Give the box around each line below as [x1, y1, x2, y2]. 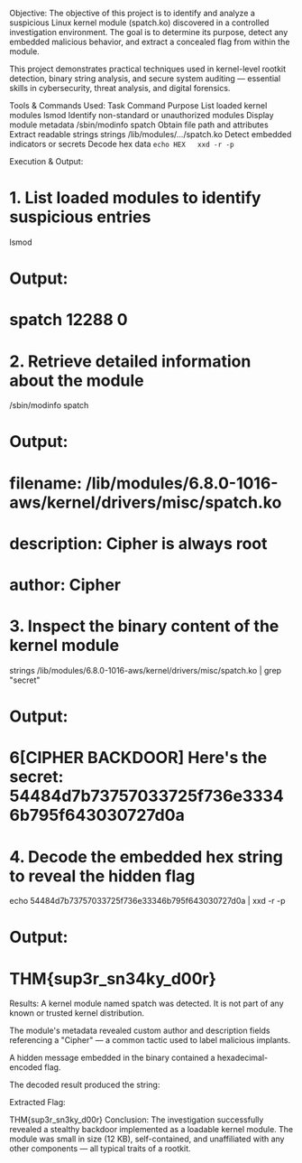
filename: [9, 473, 83, 493]
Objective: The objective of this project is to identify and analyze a [9, 8, 255, 18]
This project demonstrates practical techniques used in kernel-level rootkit [9, 63, 287, 74]
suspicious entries [9, 207, 151, 228]
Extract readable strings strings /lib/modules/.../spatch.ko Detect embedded [9, 129, 292, 139]
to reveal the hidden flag [9, 866, 196, 886]
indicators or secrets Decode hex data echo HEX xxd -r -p [9, 139, 234, 149]
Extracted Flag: [9, 1097, 66, 1108]
